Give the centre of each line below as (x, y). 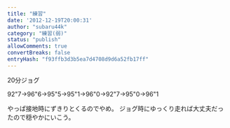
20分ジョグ (23, 80)
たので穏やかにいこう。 (41, 117)
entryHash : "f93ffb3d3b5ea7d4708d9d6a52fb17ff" (78, 59)
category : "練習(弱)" (37, 33)
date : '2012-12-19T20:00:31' (50, 20)
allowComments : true (38, 46)
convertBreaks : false (39, 53)
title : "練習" (27, 14)
